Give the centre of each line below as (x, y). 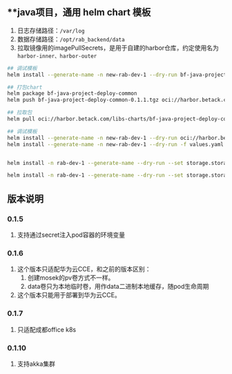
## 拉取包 (20, 113)
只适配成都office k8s (47, 329)
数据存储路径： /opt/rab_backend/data (71, 39)
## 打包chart (25, 87)
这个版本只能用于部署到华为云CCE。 (69, 295)
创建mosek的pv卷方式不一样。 (71, 278)
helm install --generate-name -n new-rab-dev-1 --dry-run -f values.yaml (116, 144)
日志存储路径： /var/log (51, 30)
